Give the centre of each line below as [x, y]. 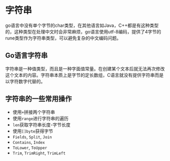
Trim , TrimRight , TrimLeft [39, 153]
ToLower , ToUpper [30, 147]
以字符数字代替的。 [25, 81]
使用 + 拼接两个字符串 [34, 112]
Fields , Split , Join [32, 137]
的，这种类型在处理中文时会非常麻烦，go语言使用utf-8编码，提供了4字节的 [83, 31]
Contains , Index [29, 142]
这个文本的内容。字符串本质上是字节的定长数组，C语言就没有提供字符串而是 [84, 75]
